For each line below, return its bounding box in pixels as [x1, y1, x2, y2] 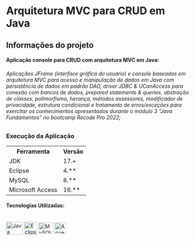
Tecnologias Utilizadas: [6, 202, 65, 209]
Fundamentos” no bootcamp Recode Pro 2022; [6, 114, 121, 121]
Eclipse [9, 166, 29, 174]
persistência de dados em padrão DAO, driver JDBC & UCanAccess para [6, 82, 183, 90]
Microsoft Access [9, 186, 58, 194]
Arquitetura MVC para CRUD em [6, 4, 166, 18]
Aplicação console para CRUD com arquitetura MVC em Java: [6, 57, 160, 64]
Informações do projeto [6, 40, 94, 50]
